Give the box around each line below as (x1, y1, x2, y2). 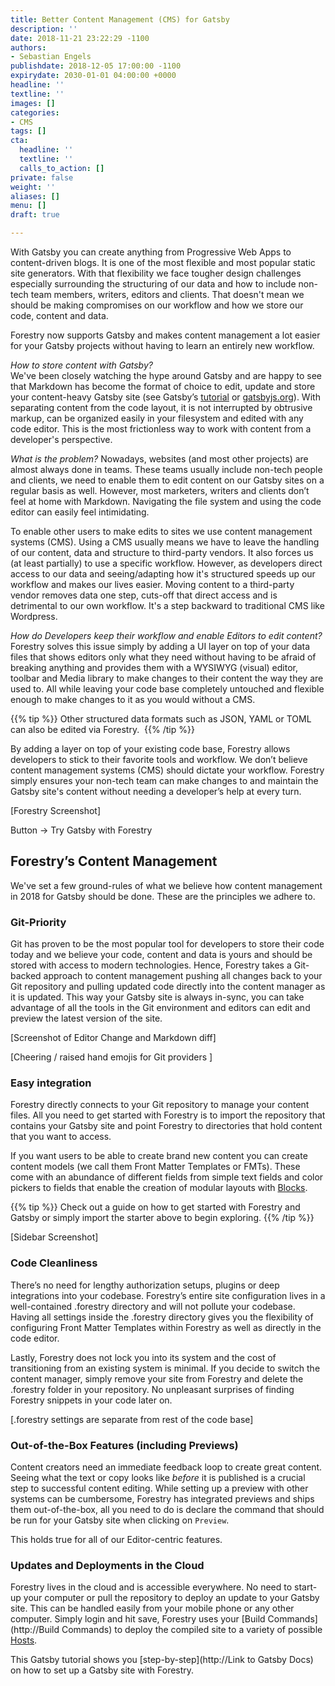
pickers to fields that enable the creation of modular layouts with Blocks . (10, 1182, 308, 1194)
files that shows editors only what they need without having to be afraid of (10, 651, 317, 663)
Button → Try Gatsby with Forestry (10, 824, 153, 836)
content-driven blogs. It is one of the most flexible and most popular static (10, 257, 316, 268)
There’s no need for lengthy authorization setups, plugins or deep (10, 1279, 280, 1291)
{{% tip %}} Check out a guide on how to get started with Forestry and (10, 1201, 301, 1213)
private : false (10, 172, 74, 183)
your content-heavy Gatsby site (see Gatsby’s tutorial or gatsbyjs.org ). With (10, 391, 321, 403)
